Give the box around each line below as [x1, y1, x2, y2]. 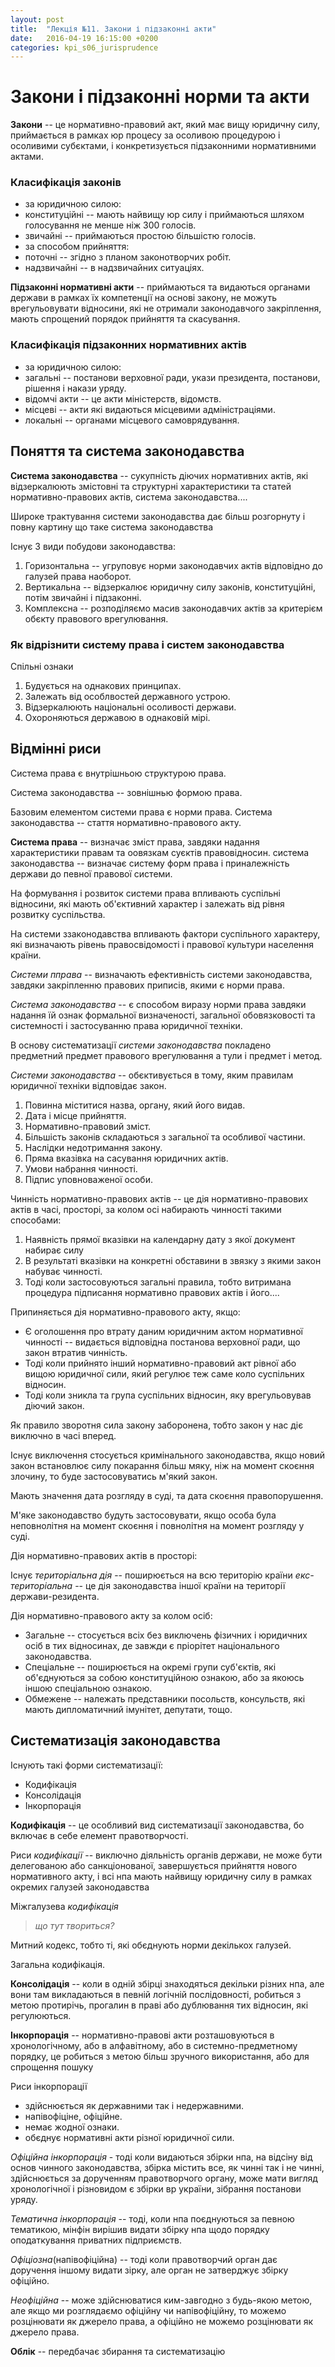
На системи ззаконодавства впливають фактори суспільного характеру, [10, 927, 321, 940]
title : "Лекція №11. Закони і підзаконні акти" [10, 24, 217, 34]
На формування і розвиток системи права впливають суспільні [10, 887, 281, 899]
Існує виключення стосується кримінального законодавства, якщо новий [10, 1449, 326, 1461]
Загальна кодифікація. [10, 1958, 105, 1970]
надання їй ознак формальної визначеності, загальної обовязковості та [10, 1009, 316, 1021]
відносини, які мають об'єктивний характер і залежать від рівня [10, 897, 285, 910]
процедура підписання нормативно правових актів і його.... [24, 1286, 280, 1298]
